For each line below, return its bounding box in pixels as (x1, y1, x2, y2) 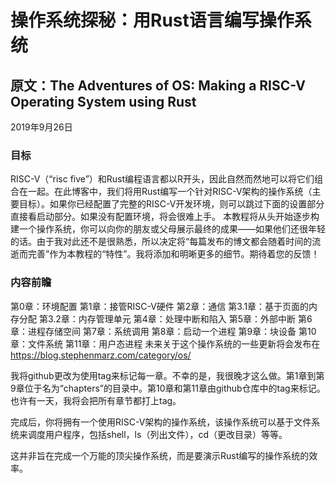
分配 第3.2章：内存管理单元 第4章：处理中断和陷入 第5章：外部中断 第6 (18, 312, 313, 325)
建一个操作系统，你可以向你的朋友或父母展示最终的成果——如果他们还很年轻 (10, 223, 326, 235)
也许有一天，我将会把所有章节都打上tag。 (10, 394, 182, 406)
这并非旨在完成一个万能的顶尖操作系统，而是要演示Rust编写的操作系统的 (10, 449, 310, 461)
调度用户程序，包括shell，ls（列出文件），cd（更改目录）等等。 (27, 428, 288, 440)
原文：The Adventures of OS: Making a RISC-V (10, 77, 306, 94)
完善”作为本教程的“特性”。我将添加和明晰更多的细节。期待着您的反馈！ (27, 248, 320, 260)
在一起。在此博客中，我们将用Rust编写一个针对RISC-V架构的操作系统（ (18, 186, 313, 198)
